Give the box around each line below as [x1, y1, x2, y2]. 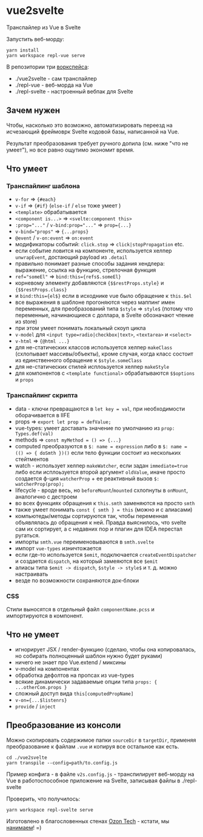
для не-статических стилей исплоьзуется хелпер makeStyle [15, 363, 170, 371]
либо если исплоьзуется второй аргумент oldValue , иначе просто [15, 468, 186, 476]
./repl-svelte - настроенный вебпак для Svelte [15, 87, 133, 95]
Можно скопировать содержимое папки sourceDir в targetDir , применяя [6, 736, 196, 744]
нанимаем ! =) [6, 824, 42, 831]
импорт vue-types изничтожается [15, 544, 102, 552]
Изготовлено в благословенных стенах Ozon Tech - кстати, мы [6, 817, 170, 825]
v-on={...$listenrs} [15, 697, 67, 704]
